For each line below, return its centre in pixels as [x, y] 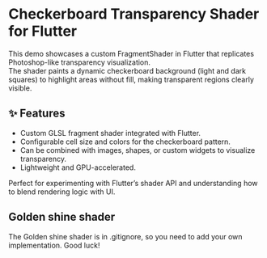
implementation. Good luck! [54, 245]
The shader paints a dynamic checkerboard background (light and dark [127, 70]
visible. [20, 88]
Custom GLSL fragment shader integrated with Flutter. [110, 133]
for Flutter [43, 31]
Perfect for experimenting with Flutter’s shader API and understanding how [133, 183]
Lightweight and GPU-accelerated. [78, 167]
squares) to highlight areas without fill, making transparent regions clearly [131, 79]
